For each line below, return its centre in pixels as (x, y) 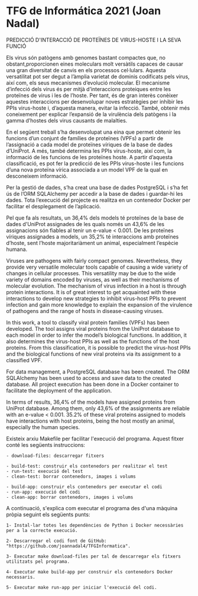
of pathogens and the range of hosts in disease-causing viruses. (85, 311)
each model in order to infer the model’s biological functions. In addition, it (97, 335)
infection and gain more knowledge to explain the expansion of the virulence (99, 305)
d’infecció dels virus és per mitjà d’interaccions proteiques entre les (89, 89)
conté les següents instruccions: (46, 444)
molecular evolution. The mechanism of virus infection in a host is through (96, 286)
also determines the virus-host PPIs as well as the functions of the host (93, 341)
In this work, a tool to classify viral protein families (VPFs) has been (88, 322)
